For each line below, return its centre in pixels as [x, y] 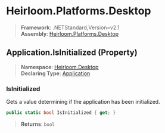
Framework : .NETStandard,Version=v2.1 [70, 27]
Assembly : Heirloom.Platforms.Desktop [70, 33]
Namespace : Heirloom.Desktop [60, 67]
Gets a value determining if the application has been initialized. [83, 102]
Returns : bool [38, 124]
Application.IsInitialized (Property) [72, 53]
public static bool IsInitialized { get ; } [61, 113]
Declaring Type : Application [55, 73]
